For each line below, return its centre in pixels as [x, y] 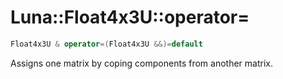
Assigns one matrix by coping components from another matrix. [141, 63]
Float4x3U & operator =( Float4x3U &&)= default [106, 44]
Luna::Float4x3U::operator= [130, 17]
